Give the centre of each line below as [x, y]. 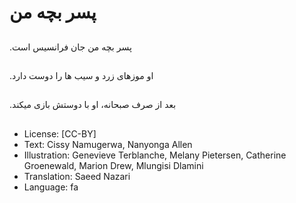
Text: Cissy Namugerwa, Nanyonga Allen [108, 144]
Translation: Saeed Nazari [77, 176]
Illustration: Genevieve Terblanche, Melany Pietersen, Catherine [155, 155]
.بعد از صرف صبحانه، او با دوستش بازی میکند [93, 105]
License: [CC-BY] [60, 133]
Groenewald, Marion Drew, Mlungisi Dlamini [113, 165]
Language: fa [51, 187]
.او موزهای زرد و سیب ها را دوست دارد [81, 75]
